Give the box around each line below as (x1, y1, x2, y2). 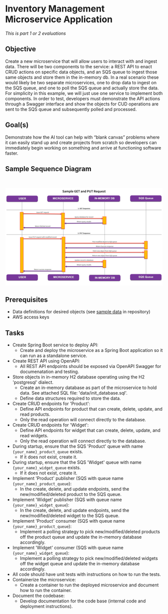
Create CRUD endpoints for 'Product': (12, 401, 90, 407)
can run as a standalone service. (19, 352, 87, 359)
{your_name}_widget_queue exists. (12, 465, 81, 471)
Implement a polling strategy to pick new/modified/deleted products (19, 529, 160, 535)
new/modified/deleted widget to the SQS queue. (19, 513, 120, 519)
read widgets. (19, 433, 48, 439)
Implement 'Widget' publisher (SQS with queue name (12, 497, 122, 503)
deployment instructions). (19, 603, 73, 609)
